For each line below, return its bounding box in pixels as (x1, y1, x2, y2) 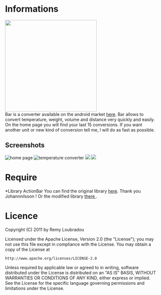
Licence (5, 210, 38, 221)
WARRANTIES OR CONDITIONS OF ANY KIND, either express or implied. (5, 275, 150, 281)
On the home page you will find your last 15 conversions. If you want (5, 121, 142, 128)
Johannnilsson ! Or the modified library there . (5, 193, 98, 199)
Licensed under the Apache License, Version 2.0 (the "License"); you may (5, 236, 154, 242)
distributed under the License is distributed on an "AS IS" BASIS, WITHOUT (5, 270, 156, 275)
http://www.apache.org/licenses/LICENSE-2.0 (5, 256, 97, 261)
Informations (5, 3, 59, 15)
